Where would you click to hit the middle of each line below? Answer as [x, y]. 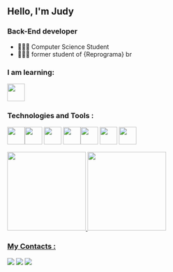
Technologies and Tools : [51, 115]
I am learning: [31, 72]
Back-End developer [43, 31]
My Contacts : [32, 246]
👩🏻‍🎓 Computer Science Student [63, 46]
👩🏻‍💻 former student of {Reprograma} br [75, 54]
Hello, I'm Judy [41, 12]
